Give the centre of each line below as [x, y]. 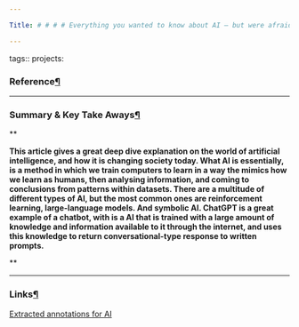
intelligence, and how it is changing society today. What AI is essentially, [147, 161]
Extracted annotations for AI [61, 314]
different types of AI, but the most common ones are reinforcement [136, 199]
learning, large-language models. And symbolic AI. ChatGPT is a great [141, 208]
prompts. [27, 246]
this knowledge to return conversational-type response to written [133, 236]
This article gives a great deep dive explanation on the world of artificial [145, 151]
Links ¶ [24, 294]
